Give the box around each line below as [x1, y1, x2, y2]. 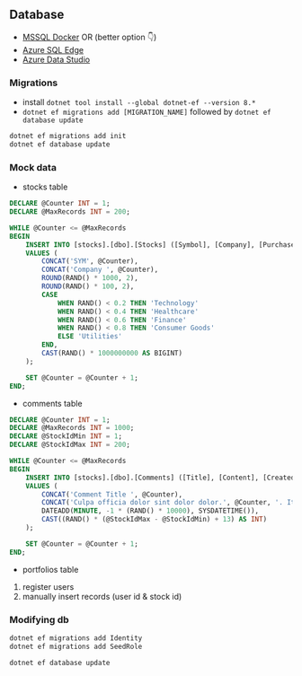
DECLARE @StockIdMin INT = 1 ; [9, 432, 123, 441]
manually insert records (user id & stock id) [22, 591, 182, 601]
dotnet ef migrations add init [9, 132, 127, 141]
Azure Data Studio [22, 54, 91, 65]
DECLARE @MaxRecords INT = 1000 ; [9, 424, 135, 433]
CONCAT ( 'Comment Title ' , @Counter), [41, 489, 182, 499]
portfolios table [22, 564, 79, 575]
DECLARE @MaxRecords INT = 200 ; [9, 207, 130, 216]
